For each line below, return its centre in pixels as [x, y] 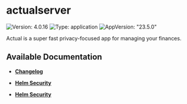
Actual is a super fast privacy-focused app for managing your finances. [94, 38]
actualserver [39, 10]
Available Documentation [54, 57]
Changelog [29, 71]
